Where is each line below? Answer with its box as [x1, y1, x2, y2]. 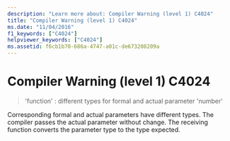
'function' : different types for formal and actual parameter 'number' [24, 97, 223, 105]
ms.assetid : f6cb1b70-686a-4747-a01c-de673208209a [7, 43, 160, 50]
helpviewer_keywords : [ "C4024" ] [7, 37, 103, 44]
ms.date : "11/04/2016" [7, 23, 74, 30]
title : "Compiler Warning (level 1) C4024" [7, 17, 138, 24]
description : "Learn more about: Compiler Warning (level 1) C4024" [7, 10, 214, 18]
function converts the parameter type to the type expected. [7, 125, 180, 134]
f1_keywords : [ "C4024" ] [7, 30, 78, 37]
